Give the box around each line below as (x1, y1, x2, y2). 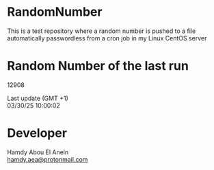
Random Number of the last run (7, 58, 189, 74)
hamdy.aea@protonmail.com (7, 155, 88, 163)
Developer (7, 125, 67, 141)
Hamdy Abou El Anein (7, 148, 69, 156)
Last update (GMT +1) (7, 94, 68, 102)
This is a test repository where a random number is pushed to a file (7, 27, 196, 35)
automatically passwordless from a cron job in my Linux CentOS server (7, 34, 207, 42)
